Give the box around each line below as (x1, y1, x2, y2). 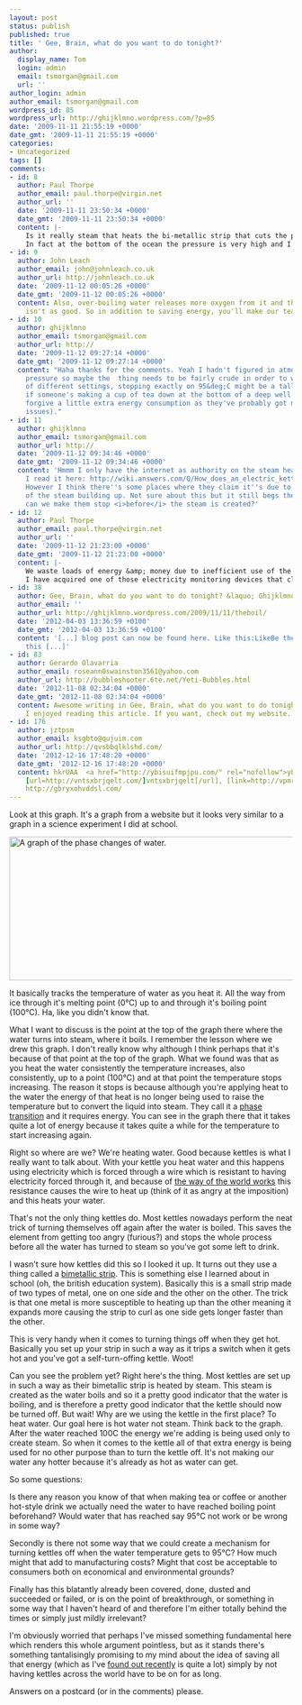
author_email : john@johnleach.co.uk (17, 265, 155, 274)
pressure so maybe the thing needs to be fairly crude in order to (25, 373, 288, 383)
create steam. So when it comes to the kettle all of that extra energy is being (9, 1437, 292, 1448)
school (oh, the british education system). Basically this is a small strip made (9, 1278, 292, 1289)
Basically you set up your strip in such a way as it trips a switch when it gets (9, 1343, 291, 1354)
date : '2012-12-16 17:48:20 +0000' (17, 750, 151, 760)
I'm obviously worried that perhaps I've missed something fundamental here (9, 1630, 292, 1641)
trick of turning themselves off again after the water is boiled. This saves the (9, 1223, 292, 1233)
